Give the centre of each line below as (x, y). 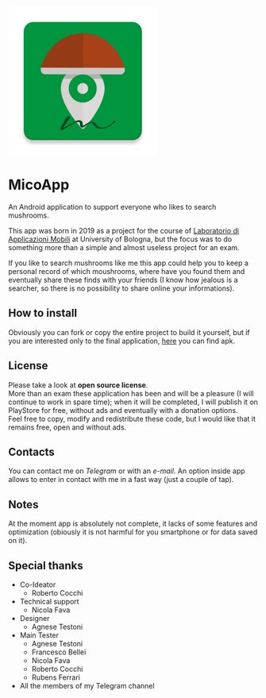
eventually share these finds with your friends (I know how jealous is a (123, 280)
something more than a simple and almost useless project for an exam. (124, 247)
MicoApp (39, 185)
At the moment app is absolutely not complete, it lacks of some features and (133, 524)
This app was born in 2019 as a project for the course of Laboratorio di (124, 230)
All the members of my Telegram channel (87, 686)
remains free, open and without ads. (67, 427)
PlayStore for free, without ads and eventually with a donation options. (123, 410)
